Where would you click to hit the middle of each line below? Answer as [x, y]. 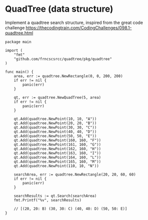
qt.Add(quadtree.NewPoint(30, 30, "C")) [55, 127]
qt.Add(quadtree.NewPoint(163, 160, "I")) [57, 153]
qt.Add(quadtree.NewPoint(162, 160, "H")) [57, 149]
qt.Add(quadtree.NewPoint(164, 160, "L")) [57, 157]
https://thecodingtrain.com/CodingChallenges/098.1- [79, 27]
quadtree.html [19, 33]
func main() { [19, 72]
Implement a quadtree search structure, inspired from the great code [74, 22]
